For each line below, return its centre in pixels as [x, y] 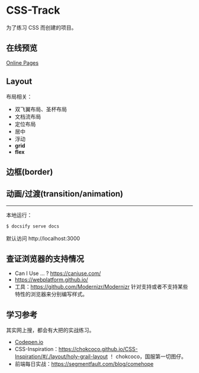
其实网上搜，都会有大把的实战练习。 [50, 330]
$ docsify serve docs [33, 226]
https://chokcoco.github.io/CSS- [98, 349]
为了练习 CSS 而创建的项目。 [41, 27]
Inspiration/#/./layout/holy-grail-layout [61, 356]
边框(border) [30, 172]
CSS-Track [33, 10]
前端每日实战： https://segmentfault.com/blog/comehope [84, 364]
